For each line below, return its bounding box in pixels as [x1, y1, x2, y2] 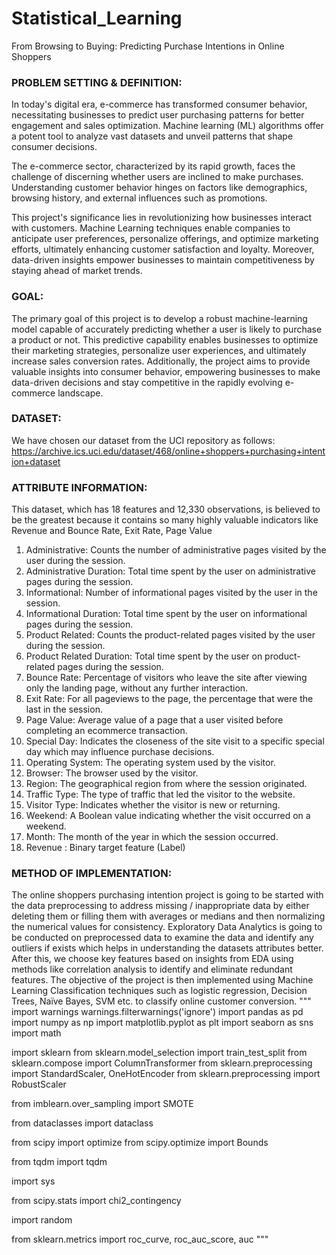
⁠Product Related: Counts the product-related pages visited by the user [25, 629, 316, 641]
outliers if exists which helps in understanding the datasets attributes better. [11, 942, 324, 954]
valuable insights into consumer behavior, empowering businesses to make [11, 365, 321, 377]
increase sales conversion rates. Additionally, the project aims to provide [11, 355, 311, 367]
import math [11, 1027, 62, 1039]
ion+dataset [11, 455, 61, 467]
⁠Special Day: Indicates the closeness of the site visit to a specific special [25, 735, 325, 747]
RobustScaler [11, 1078, 67, 1091]
